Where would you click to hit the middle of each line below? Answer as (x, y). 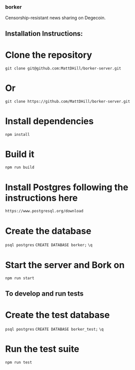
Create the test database (58, 315)
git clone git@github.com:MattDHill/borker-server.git (63, 68)
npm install (17, 134)
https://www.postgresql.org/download (44, 211)
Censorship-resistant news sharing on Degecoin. (56, 18)
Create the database (48, 231)
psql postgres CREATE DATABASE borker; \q (49, 245)
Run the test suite (42, 349)
